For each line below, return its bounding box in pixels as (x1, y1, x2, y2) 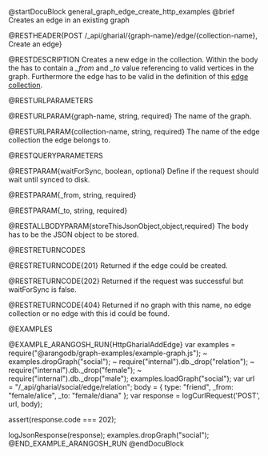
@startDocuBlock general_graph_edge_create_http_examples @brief (8, 7, 235, 16)
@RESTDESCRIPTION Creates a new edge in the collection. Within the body (8, 55, 258, 64)
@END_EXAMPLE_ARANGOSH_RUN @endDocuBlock (8, 439, 184, 448)
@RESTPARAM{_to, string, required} (8, 206, 128, 215)
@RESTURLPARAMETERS (8, 96, 94, 105)
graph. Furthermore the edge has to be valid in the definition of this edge (8, 72, 249, 81)
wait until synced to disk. (8, 175, 90, 184)
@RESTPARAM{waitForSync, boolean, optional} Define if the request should (8, 166, 259, 175)
